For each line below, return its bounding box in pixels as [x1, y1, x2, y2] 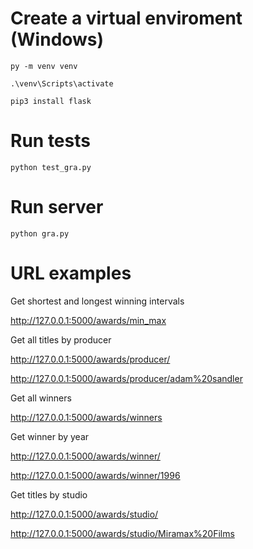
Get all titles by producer [10, 333, 112, 346]
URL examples [10, 262, 132, 284]
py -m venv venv [10, 61, 78, 71]
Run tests [10, 130, 91, 152]
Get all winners [10, 392, 72, 404]
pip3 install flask [10, 96, 92, 106]
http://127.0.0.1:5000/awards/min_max [10, 314, 167, 326]
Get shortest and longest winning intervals [10, 295, 185, 307]
